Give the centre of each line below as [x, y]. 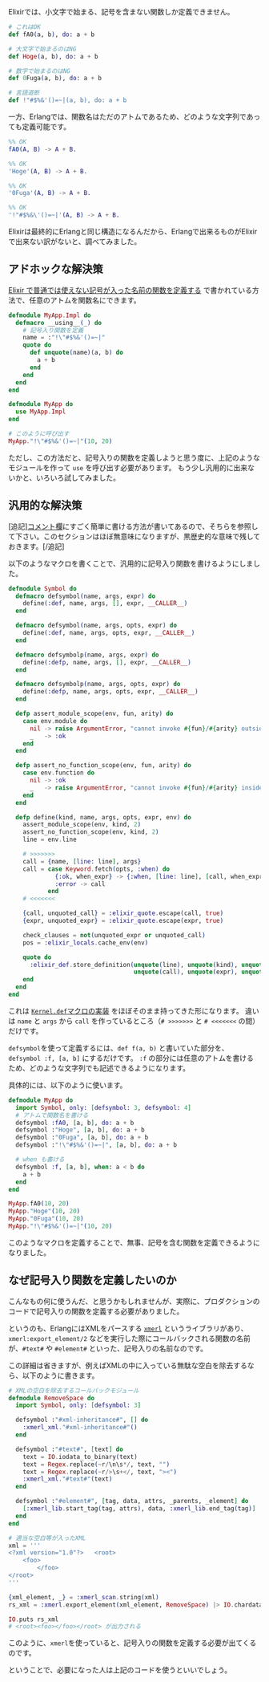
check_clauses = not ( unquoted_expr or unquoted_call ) [114, 935]
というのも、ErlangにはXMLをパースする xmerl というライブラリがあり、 [128, 1328]
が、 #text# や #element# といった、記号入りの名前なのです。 [108, 1348]
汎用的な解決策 [45, 505]
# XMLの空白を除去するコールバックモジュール [74, 1391]
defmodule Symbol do [43, 588]
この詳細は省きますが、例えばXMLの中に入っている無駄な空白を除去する [128, 1365]
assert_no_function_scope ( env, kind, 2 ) [91, 832]
